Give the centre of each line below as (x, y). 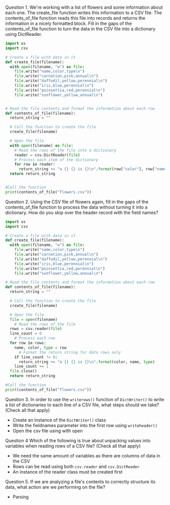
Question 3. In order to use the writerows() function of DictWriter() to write (85, 399)
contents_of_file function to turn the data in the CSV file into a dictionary (80, 29)
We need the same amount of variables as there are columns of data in (86, 455)
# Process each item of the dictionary (56, 160)
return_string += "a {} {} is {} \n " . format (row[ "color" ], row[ (87, 169)
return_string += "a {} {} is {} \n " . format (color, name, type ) (87, 362)
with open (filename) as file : (41, 145)
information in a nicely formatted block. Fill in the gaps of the (69, 23)
